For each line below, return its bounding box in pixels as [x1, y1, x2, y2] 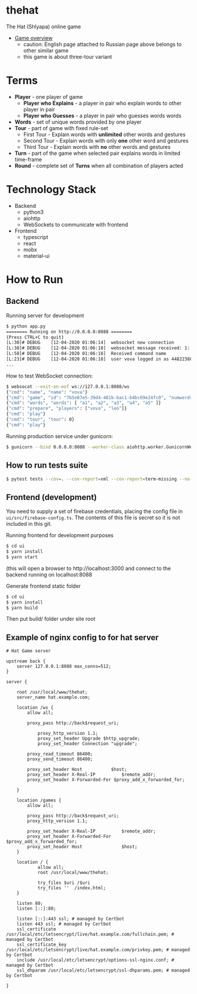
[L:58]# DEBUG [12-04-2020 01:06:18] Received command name [6, 351, 167, 357]
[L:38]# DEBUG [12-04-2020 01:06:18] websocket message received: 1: [6, 345, 191, 351]
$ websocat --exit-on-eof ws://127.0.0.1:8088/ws [6, 383, 130, 389]
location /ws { [16, 705, 54, 711]
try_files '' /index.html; [37, 885, 107, 891]
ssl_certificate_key [16, 942, 67, 948]
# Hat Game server [6, 648, 51, 654]
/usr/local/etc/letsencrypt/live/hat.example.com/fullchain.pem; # [6, 932, 175, 937]
